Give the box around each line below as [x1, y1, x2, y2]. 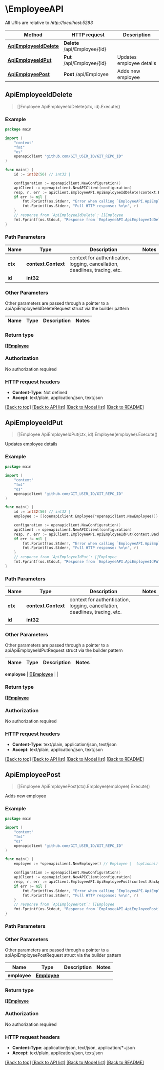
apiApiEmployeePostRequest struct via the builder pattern [5, 952, 122, 958]
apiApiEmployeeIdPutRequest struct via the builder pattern [5, 647, 123, 653]
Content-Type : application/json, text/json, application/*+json [12, 1045, 135, 1051]
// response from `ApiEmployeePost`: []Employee [14, 902, 115, 907]
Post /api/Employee [63, 71, 109, 77]
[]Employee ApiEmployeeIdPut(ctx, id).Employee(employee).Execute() [17, 431, 158, 437]
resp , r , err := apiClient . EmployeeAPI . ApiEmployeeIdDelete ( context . [14, 190, 159, 195]
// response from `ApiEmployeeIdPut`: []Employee [14, 555, 117, 560]
